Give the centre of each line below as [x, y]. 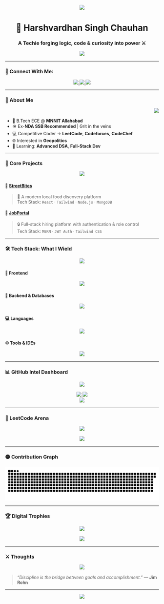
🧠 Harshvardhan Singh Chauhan [82, 28]
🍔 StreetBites [19, 186]
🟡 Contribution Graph [32, 457]
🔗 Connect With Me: [29, 72]
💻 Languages [20, 319]
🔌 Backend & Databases [30, 295]
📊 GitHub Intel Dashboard [37, 372]
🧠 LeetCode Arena [27, 418]
